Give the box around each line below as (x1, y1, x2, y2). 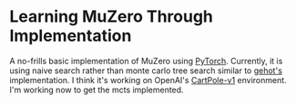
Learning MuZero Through (9, 6, 214, 27)
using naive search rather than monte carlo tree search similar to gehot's (9, 65, 282, 76)
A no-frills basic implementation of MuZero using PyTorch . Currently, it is (9, 55, 283, 66)
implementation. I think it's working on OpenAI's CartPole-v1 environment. (9, 74, 287, 85)
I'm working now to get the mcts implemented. (9, 84, 184, 95)
